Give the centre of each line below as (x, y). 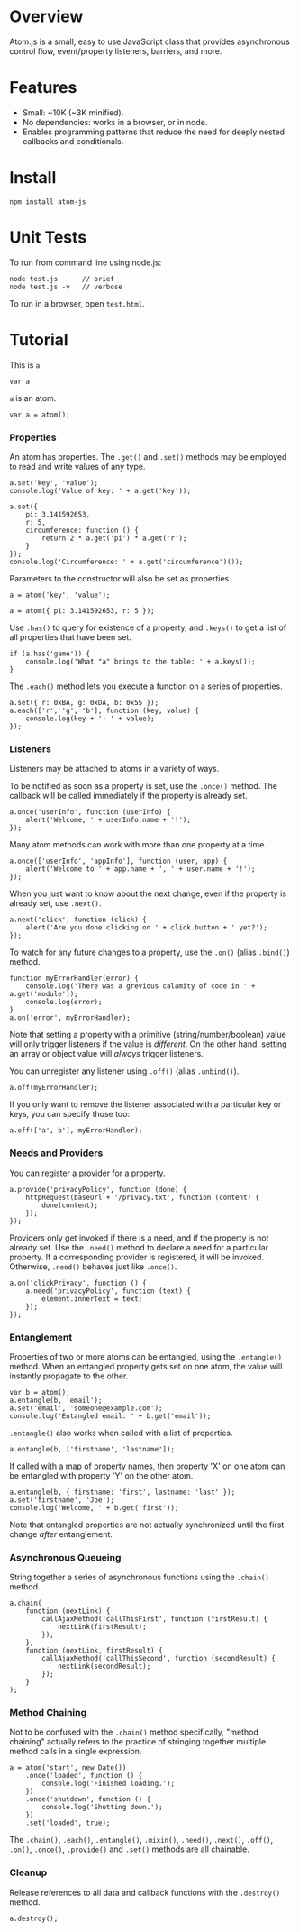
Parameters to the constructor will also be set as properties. (120, 578)
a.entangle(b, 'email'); (56, 1400)
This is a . (26, 365)
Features (43, 88)
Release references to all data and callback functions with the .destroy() (145, 1892)
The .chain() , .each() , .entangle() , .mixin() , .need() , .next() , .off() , (141, 1840)
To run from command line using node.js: (86, 262)
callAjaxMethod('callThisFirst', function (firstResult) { (155, 1619)
